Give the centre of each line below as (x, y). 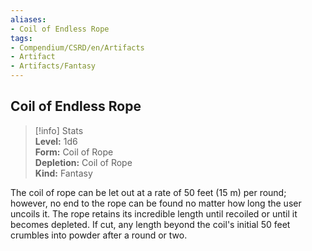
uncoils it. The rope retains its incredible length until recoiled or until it (154, 213)
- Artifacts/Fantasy (53, 66)
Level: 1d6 (56, 141)
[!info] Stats (59, 130)
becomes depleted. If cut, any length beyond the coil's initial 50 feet (150, 224)
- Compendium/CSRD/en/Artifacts (77, 47)
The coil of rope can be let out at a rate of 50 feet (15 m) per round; (148, 192)
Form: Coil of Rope (74, 152)
